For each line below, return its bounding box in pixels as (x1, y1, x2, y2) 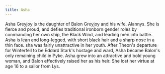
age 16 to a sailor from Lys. (5, 63, 61, 69)
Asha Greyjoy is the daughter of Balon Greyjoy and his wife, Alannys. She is (5, 21, 160, 27)
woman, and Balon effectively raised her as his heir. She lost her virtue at (5, 58, 155, 64)
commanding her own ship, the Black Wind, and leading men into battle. (5, 31, 153, 37)
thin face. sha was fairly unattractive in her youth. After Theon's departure (5, 42, 157, 48)
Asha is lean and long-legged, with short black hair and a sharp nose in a (5, 37, 155, 43)
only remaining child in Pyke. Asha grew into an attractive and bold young (5, 53, 156, 59)
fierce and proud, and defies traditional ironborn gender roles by (5, 26, 137, 32)
